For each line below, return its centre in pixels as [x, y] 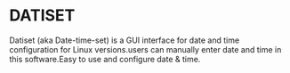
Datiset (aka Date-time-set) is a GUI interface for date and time [125, 40]
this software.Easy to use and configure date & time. [105, 59]
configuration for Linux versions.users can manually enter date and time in [145, 49]
